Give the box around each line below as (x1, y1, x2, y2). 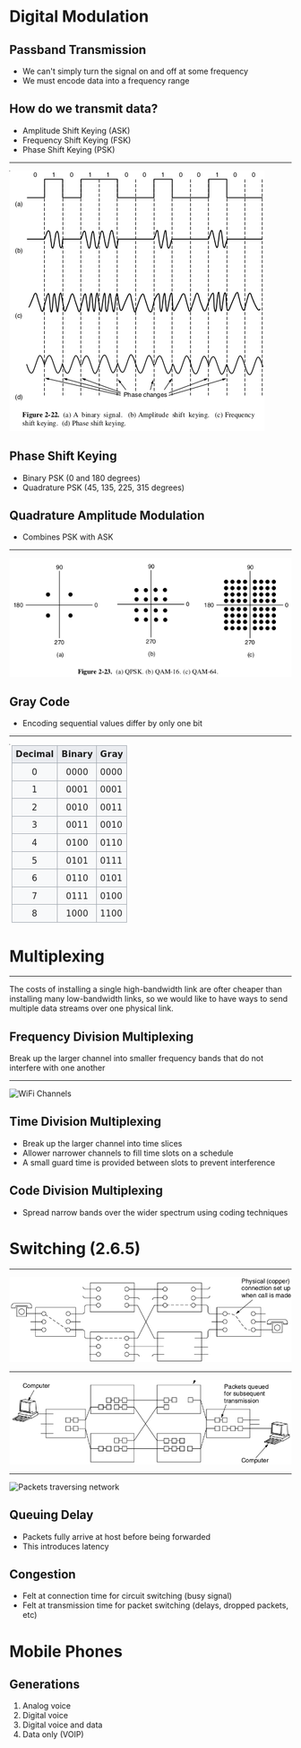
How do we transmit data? (9, 101, 159, 117)
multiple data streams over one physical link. (9, 1003, 175, 1014)
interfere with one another (9, 1062, 106, 1074)
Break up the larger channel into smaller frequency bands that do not (9, 1053, 264, 1064)
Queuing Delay (9, 1507, 94, 1523)
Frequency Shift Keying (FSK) (21, 135, 132, 145)
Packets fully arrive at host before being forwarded (21, 1531, 211, 1542)
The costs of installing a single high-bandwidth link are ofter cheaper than (9, 984, 282, 995)
